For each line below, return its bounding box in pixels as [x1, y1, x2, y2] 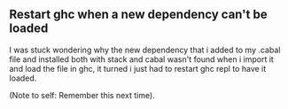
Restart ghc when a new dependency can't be [9, 7, 268, 22]
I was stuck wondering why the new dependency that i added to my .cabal [9, 44, 281, 55]
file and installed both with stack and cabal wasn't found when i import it [9, 53, 275, 65]
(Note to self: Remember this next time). [9, 90, 155, 100]
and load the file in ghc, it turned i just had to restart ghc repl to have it [9, 63, 267, 74]
